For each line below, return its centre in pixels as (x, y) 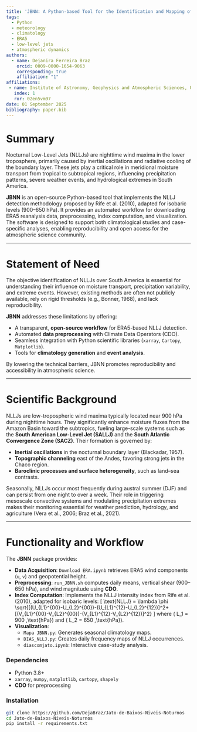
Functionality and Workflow (75, 543)
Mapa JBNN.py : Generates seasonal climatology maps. (87, 633)
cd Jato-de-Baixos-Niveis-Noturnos (50, 718)
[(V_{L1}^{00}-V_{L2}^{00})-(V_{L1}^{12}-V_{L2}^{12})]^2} (83, 614)
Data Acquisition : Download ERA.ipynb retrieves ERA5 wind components (101, 570)
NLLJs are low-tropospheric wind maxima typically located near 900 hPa (94, 416)
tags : (13, 17)
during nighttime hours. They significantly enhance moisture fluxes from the (98, 422)
